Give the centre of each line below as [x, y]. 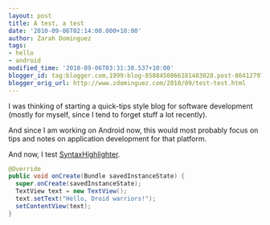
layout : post [30, 16]
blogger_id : [28, 76]
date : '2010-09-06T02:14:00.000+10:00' [75, 31]
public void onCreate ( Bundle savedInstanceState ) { [96, 176]
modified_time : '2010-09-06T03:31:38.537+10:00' [91, 68]
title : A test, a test [46, 23]
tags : [17, 46]
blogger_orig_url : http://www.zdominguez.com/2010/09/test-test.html [127, 83]
